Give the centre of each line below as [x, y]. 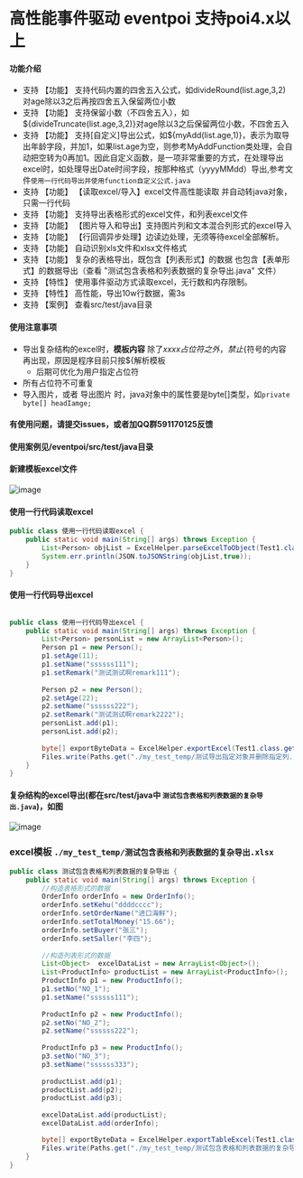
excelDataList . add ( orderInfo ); [101, 1124]
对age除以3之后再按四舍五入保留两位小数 [99, 101]
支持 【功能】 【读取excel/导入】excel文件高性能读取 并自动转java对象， [157, 192]
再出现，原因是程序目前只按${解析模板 [94, 360]
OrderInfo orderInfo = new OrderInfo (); [119, 897]
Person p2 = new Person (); [92, 689]
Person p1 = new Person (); [92, 648]
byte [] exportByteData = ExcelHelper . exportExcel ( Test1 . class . [163, 748]
